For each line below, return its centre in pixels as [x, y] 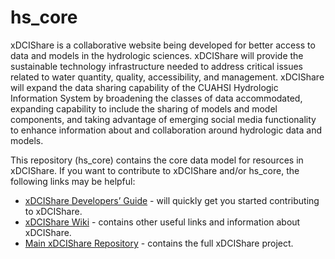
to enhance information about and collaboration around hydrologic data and [166, 130]
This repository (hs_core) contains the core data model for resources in [157, 160]
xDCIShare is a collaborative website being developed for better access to [163, 45]
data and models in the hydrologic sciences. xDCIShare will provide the [157, 55]
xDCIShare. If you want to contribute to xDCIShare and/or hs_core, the [155, 170]
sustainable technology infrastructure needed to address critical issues [156, 66]
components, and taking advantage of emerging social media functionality [163, 119]
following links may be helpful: [73, 181]
